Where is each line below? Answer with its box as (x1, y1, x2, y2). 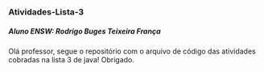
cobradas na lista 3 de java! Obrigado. (8, 54, 134, 64)
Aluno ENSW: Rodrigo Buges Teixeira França (8, 26, 161, 36)
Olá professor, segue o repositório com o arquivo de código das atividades (8, 46, 256, 56)
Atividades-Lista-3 (8, 6, 85, 18)
